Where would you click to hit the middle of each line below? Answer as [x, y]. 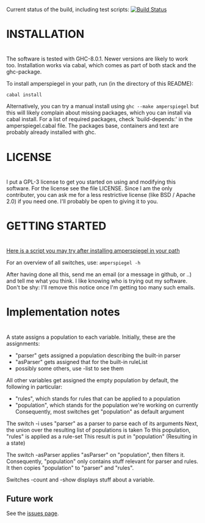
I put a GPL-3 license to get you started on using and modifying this [91, 182]
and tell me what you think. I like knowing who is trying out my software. [97, 281]
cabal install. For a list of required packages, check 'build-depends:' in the [100, 119]
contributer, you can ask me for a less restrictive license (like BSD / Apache [101, 195]
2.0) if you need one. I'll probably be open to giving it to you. [82, 201]
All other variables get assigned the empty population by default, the [92, 380]
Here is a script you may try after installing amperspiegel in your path [93, 251]
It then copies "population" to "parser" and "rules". [70, 467]
